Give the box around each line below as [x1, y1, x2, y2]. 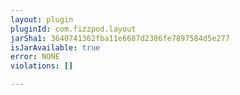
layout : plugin [10, 14, 74, 25]
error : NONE [10, 52, 60, 62]
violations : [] [10, 61, 74, 71]
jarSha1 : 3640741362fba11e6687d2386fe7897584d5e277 [10, 33, 230, 43]
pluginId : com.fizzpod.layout [10, 24, 137, 34]
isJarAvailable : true [10, 42, 101, 53]
